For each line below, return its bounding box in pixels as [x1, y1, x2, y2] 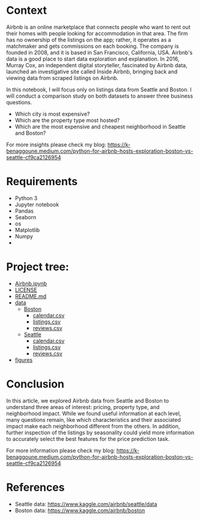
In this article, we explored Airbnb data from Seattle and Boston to [6, 397, 169, 404]
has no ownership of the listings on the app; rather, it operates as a [6, 36, 172, 43]
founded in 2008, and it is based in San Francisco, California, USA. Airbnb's [6, 49, 193, 56]
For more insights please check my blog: [6, 141, 107, 148]
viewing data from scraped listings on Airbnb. [6, 74, 119, 81]
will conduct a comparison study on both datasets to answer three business [6, 92, 193, 99]
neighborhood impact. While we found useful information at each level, [6, 410, 181, 417]
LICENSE [14, 286, 38, 294]
